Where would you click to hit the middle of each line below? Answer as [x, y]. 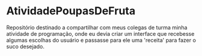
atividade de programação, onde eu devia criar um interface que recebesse [100, 33]
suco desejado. [25, 46]
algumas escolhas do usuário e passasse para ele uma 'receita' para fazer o [101, 40]
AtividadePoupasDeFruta [71, 11]
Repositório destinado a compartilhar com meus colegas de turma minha [97, 27]
